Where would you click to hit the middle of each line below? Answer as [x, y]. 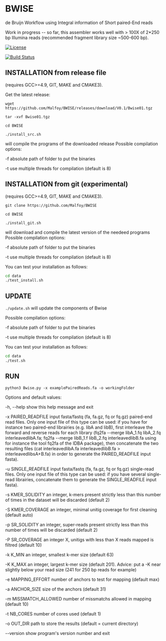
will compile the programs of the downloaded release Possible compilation [82, 144]
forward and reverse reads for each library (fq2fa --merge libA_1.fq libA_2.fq [83, 432]
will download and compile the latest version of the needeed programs [78, 232]
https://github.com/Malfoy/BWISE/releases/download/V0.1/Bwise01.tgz [79, 108]
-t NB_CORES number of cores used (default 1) [53, 613]
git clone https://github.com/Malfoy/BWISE [51, 205]
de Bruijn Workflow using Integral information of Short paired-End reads [79, 23]
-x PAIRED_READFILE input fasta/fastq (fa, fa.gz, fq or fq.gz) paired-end [79, 417]
